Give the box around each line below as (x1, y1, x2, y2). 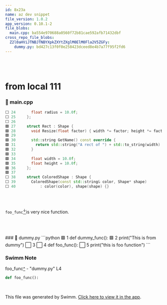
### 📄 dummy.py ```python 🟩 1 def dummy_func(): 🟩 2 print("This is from (5, 235, 157, 241)
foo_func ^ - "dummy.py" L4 (5, 265, 62, 272)
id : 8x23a (5, 7, 26, 12)
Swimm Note (5, 254, 37, 261)
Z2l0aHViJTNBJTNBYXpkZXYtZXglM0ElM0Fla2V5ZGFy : (9, 40, 110, 45)
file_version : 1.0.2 (5, 16, 48, 21)
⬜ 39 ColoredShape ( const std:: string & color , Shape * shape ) (5, 179, 147, 184)
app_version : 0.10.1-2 (5, 21, 52, 26)
